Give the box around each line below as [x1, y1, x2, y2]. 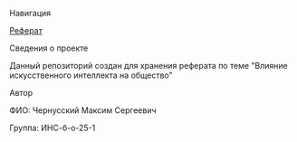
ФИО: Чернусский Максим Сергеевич [9, 105, 157, 116]
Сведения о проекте [9, 43, 89, 53]
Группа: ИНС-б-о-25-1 [9, 122, 96, 133]
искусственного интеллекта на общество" [9, 70, 174, 80]
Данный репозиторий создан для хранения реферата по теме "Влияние [9, 61, 288, 71]
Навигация [9, 8, 52, 18]
